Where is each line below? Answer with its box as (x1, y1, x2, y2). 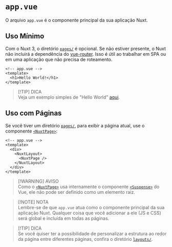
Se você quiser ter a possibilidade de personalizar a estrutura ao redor (17, 230, 167, 237)
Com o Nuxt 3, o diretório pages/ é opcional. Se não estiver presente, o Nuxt (5, 46, 166, 52)
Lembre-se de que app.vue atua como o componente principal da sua (17, 204, 165, 210)
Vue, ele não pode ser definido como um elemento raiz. (17, 189, 136, 195)
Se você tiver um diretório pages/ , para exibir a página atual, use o (5, 122, 145, 128)
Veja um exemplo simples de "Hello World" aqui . (17, 94, 120, 100)
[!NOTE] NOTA (17, 199, 49, 205)
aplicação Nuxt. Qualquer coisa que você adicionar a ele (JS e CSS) (17, 210, 161, 216)
